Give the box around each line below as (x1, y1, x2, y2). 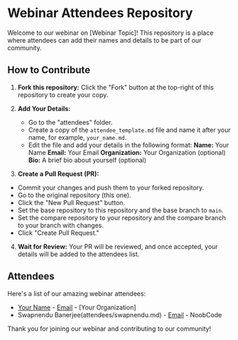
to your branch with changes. (17, 221, 104, 229)
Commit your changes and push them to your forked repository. (17, 183, 205, 192)
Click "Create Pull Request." (17, 229, 99, 237)
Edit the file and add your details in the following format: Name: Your (28, 141, 229, 149)
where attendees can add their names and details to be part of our (7, 35, 202, 44)
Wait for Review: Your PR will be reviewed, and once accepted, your (17, 242, 218, 251)
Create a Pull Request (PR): (17, 169, 99, 178)
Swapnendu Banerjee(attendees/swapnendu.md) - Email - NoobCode (17, 310, 222, 319)
